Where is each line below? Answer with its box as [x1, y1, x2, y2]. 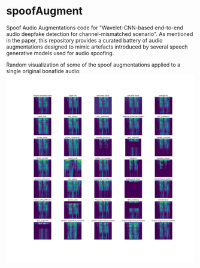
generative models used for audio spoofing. [6, 49, 114, 56]
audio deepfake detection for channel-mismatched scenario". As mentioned [6, 30, 193, 37]
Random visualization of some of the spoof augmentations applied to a [6, 61, 181, 68]
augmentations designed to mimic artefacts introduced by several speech [6, 43, 188, 50]
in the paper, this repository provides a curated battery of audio [6, 37, 163, 44]
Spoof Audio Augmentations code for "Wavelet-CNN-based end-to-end [6, 24, 184, 31]
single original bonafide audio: [6, 67, 81, 74]
